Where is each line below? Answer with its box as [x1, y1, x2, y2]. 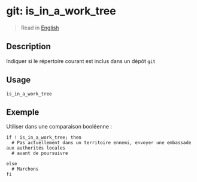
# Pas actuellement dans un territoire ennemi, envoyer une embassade [11, 140, 192, 146]
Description [6, 41, 51, 52]
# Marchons [11, 166, 39, 172]
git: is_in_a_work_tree [6, 4, 116, 18]
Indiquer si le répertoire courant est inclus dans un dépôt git [6, 57, 156, 64]
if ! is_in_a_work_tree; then [6, 135, 82, 141]
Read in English [20, 24, 59, 31]
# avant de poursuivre [11, 150, 68, 157]
